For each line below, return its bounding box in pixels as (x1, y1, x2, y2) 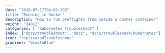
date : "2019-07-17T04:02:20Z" (5, 7, 70, 13)
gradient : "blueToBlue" (5, 40, 56, 45)
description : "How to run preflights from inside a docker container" (5, 17, 158, 22)
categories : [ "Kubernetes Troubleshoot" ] (5, 26, 99, 31)
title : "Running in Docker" (5, 12, 65, 17)
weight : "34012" (5, 21, 40, 27)
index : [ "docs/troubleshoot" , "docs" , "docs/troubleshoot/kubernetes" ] (5, 31, 160, 36)
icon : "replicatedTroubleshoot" (5, 36, 74, 41)
